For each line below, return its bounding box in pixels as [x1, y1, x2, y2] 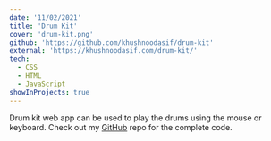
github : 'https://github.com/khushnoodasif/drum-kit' [9, 37, 215, 47]
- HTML [17, 71, 42, 80]
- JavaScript [17, 79, 66, 88]
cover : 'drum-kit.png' [9, 29, 94, 38]
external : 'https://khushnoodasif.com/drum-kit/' [9, 46, 199, 55]
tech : [9, 54, 30, 63]
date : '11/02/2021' [9, 12, 82, 22]
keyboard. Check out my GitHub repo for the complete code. [9, 121, 233, 132]
